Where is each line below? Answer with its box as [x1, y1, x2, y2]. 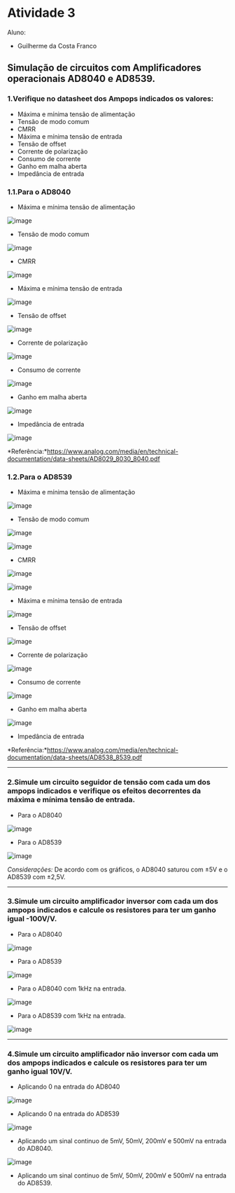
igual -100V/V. [7, 914, 57, 924]
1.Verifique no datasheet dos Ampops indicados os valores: [7, 94, 214, 104]
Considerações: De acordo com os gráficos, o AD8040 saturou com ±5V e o [7, 865, 228, 874]
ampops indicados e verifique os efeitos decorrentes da [7, 786, 201, 796]
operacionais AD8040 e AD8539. [7, 73, 156, 85]
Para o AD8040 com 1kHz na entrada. [17, 984, 127, 993]
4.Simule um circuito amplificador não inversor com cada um [7, 1049, 219, 1058]
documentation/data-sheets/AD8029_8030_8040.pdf [7, 454, 161, 463]
